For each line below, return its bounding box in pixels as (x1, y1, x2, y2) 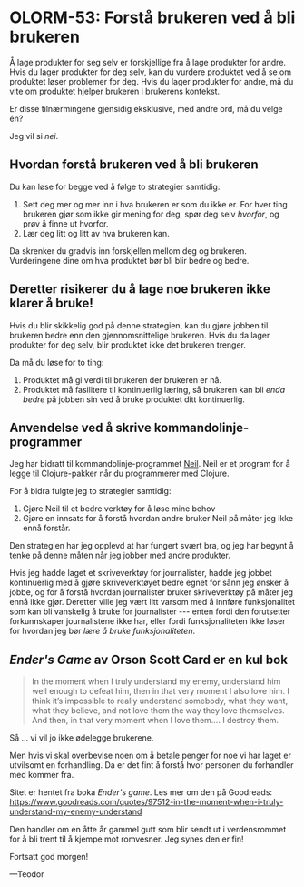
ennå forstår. (22, 522, 71, 534)
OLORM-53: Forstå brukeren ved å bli (9, 7, 296, 28)
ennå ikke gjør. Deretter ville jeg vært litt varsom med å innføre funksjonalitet (9, 597, 295, 608)
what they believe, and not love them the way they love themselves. (31, 705, 285, 716)
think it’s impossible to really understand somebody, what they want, (31, 695, 289, 707)
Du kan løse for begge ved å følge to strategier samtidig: (9, 181, 221, 192)
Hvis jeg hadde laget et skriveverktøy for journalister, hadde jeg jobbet (9, 568, 272, 579)
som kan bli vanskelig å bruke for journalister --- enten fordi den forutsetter (9, 606, 291, 617)
